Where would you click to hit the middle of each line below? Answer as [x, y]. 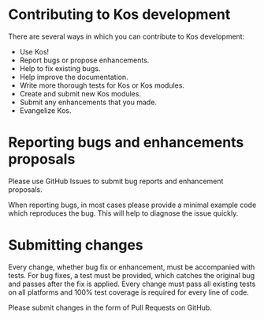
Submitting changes [76, 245]
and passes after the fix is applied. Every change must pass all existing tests [132, 284]
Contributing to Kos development [119, 15]
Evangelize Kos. [45, 110]
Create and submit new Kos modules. [80, 93]
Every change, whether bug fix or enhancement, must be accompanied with [132, 267]
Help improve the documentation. [74, 77]
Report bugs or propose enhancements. [84, 60]
